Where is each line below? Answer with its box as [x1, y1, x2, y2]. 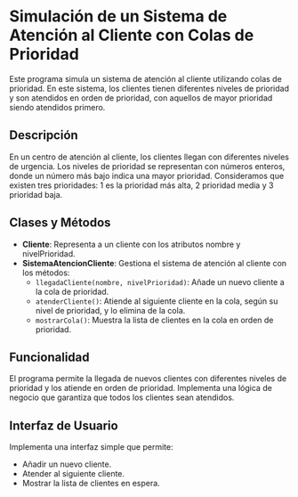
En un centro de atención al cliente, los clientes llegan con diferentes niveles [9, 151, 289, 162]
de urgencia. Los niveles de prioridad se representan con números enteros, [9, 160, 286, 171]
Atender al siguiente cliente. [21, 468, 125, 479]
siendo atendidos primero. [9, 102, 106, 112]
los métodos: [21, 267, 70, 278]
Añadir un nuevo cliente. [21, 459, 112, 469]
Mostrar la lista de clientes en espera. [21, 478, 160, 489]
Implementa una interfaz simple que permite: [9, 442, 173, 452]
